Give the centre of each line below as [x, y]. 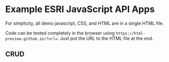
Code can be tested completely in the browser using [60, 33]
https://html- [131, 33]
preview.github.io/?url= [31, 39]
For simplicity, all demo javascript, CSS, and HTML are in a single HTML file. [84, 23]
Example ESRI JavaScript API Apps [80, 9]
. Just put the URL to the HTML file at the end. [106, 38]
